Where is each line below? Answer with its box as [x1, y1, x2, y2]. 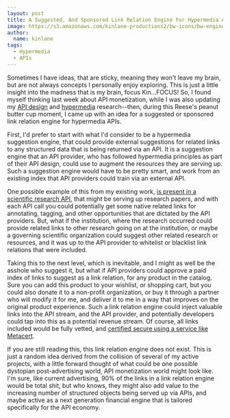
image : [7, 23, 26, 29]
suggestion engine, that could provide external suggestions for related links [7, 138, 220, 146]
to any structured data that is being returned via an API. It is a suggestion [7, 145, 214, 153]
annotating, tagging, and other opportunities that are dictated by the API [7, 209, 210, 217]
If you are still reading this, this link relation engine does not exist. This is [7, 345, 212, 353]
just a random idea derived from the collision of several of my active [7, 352, 199, 360]
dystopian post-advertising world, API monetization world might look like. [7, 367, 214, 375]
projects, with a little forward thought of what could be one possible [7, 359, 199, 367]
